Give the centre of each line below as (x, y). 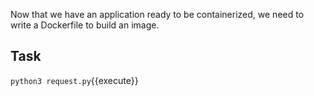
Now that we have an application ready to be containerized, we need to (157, 14)
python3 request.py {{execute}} (74, 80)
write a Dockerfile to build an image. (85, 25)
